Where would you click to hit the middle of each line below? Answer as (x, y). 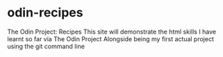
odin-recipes (45, 13)
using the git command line (46, 46)
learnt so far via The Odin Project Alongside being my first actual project (110, 38)
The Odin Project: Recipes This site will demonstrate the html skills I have (112, 32)
